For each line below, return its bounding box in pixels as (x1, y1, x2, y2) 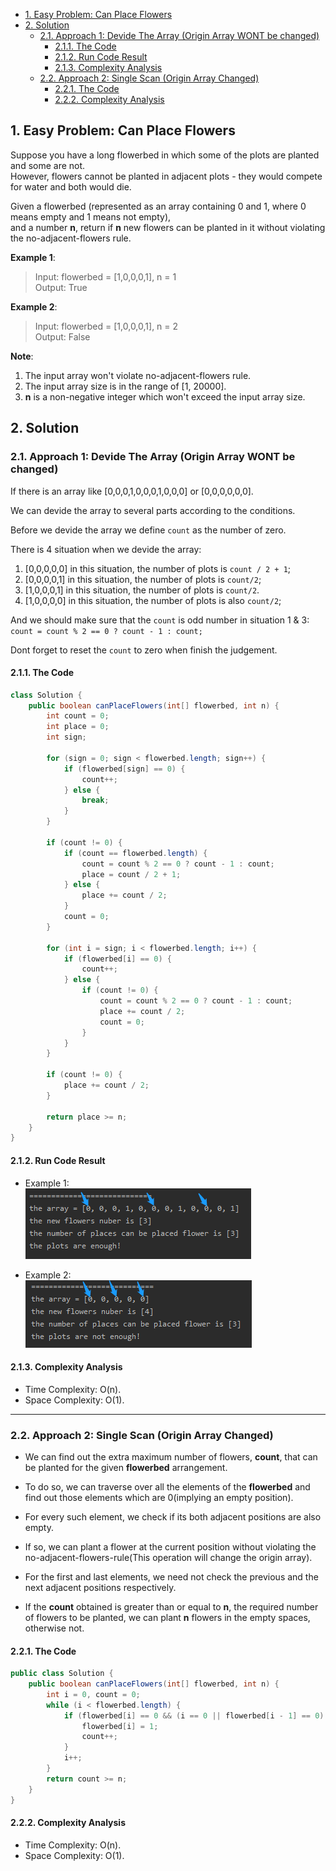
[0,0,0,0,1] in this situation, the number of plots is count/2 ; (24, 573, 262, 585)
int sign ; (46, 732, 87, 743)
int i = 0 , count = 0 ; (46, 1689, 141, 1699)
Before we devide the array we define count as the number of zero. (10, 524, 287, 536)
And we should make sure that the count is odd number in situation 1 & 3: (10, 614, 310, 626)
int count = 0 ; (46, 711, 110, 721)
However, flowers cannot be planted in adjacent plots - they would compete (10, 170, 323, 182)
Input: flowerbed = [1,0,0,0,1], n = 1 (34, 270, 177, 283)
